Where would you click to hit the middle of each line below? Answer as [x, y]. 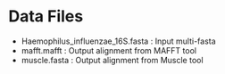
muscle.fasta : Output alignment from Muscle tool [112, 60]
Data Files [46, 16]
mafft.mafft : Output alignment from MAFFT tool [109, 50]
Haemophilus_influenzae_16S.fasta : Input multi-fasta [118, 41]
